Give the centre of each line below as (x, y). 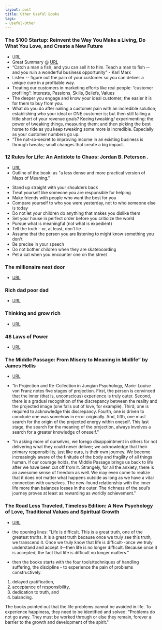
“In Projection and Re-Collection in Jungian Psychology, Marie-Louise (81, 386)
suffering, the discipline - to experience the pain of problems (73, 567)
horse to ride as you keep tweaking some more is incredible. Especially (83, 129)
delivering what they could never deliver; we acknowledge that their (80, 447)
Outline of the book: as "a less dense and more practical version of (79, 172)
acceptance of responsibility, (41, 587)
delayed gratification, (33, 581)
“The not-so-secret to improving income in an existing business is (78, 139)
